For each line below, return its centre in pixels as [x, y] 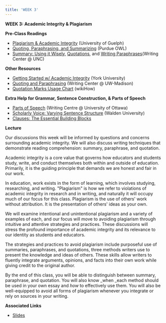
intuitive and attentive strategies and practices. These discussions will [77, 224]
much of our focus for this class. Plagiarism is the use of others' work [76, 199]
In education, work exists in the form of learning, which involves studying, [81, 183]
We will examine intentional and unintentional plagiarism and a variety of [79, 214]
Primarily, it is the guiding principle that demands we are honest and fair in [81, 168]
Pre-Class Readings [26, 33]
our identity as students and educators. [45, 235]
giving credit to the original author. [40, 265]
